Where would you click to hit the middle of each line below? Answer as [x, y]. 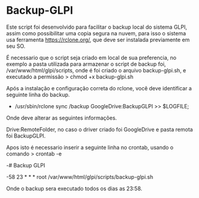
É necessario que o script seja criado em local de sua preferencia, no [91, 57]
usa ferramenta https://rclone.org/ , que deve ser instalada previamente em [98, 39]
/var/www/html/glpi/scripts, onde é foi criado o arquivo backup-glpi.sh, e [96, 70]
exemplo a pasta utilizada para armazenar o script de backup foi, [86, 64]
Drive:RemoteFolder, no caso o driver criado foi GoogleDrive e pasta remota [99, 129]
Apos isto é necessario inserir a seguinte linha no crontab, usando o [90, 147]
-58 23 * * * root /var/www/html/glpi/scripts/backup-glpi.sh [80, 176]
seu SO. [16, 46]
